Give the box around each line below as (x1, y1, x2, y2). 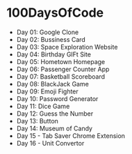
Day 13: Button (16, 116, 58, 125)
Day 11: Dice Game (16, 102, 70, 110)
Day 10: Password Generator (16, 94, 99, 102)
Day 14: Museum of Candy (16, 124, 93, 132)
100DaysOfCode (6, 5, 104, 21)
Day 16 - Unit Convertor (16, 139, 85, 147)
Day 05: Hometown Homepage (16, 57, 106, 66)
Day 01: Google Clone (16, 28, 79, 36)
